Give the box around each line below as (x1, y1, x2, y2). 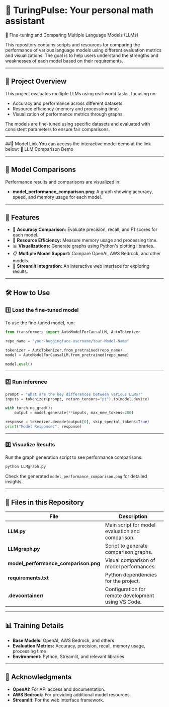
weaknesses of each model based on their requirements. (5, 57, 123, 64)
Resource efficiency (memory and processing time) (12, 105, 119, 111)
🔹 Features (5, 213, 40, 221)
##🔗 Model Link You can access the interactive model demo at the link (5, 141, 151, 147)
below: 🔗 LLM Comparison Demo (5, 146, 74, 152)
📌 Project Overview (5, 77, 67, 86)
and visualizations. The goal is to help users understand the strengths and (5, 52, 158, 58)
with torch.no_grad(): (5, 405, 53, 410)
